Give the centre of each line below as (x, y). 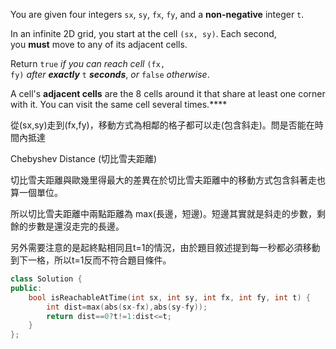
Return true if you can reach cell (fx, (88, 63)
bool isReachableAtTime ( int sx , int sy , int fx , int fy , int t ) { (169, 297)
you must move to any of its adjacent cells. (99, 44)
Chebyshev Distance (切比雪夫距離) (84, 158)
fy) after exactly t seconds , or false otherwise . (110, 74)
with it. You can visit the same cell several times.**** (119, 104)
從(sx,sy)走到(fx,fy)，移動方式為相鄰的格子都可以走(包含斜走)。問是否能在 (162, 125)
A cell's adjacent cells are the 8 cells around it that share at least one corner (168, 93)
